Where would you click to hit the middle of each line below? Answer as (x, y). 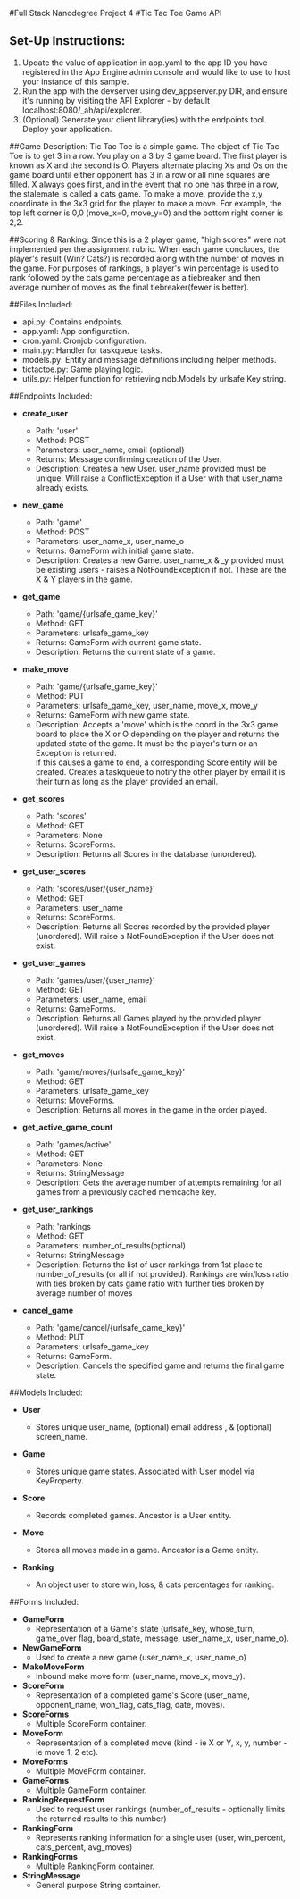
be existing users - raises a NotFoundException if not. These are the (161, 569)
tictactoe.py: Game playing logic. (83, 369)
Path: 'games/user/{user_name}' (95, 980)
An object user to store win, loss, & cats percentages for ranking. (155, 1584)
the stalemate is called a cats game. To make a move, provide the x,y (136, 193)
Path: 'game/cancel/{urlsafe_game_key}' (110, 1327)
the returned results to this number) (101, 1819)
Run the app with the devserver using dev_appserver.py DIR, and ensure (155, 91)
